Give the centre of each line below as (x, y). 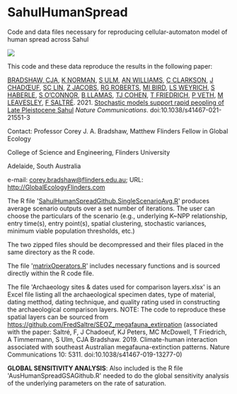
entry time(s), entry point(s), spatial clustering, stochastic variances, (107, 223)
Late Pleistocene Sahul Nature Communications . (78, 109)
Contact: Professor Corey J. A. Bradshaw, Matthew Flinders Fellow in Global (118, 131)
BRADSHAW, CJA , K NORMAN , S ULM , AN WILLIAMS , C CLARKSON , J (110, 80)
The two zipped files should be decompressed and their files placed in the (116, 244)
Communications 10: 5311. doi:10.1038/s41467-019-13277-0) (95, 354)
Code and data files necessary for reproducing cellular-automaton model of (117, 32)
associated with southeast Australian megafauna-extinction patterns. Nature (118, 347)
